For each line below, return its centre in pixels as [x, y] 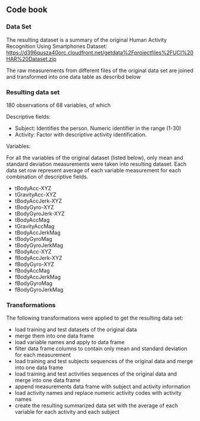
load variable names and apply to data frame [70, 342]
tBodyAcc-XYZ [33, 188]
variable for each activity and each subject [67, 412]
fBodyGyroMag [33, 283]
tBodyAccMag [32, 219]
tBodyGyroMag [33, 239]
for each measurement [43, 355]
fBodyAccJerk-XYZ [38, 258]
